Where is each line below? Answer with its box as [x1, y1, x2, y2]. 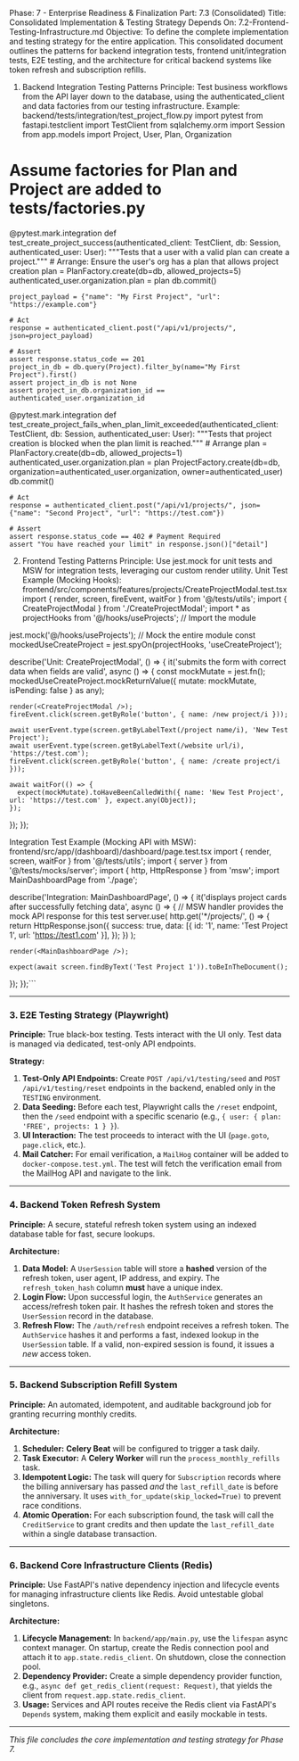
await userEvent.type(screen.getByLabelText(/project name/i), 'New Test [9, 725, 289, 734]
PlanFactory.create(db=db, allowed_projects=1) [9, 447, 183, 458]
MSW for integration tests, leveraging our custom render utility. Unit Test [21, 565, 288, 575]
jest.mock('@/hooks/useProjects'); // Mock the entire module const [9, 629, 256, 641]
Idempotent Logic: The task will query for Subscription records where [21, 1471, 282, 1482]
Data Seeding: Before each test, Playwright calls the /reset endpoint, [21, 1102, 278, 1112]
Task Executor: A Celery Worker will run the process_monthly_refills [21, 1452, 280, 1463]
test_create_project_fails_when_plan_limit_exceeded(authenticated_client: [9, 418, 279, 429]
